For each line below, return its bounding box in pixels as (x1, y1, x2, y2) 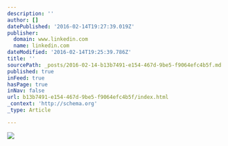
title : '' (7, 55, 36, 62)
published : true (7, 68, 54, 75)
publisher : (7, 29, 39, 37)
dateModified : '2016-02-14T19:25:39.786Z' (7, 49, 132, 56)
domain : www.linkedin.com (13, 36, 89, 43)
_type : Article (7, 107, 51, 113)
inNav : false (7, 87, 45, 94)
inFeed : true (7, 74, 45, 82)
